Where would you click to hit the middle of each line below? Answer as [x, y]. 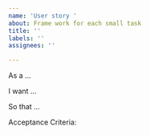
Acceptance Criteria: [43, 122]
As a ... [20, 76]
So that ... [24, 107]
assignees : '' [32, 46]
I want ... [22, 91]
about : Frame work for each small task [75, 23]
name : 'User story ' [43, 16]
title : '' [25, 31]
